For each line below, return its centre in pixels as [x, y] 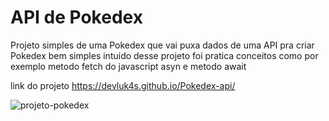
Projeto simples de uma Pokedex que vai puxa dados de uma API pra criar [162, 45]
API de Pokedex [76, 17]
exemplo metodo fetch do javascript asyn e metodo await [128, 66]
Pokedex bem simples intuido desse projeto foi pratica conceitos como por [164, 55]
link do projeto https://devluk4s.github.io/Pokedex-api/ [123, 85]
